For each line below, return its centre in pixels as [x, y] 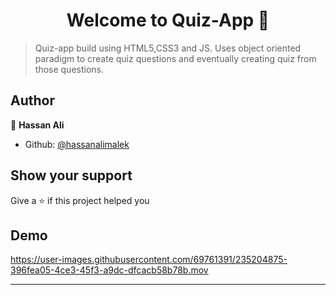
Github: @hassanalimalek [77, 144]
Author [32, 100]
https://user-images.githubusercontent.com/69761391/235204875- [149, 260]
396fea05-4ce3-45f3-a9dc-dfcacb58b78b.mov [109, 270]
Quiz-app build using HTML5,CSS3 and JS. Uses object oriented [168, 48]
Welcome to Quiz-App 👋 [168, 20]
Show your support [71, 175]
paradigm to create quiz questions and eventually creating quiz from [175, 58]
